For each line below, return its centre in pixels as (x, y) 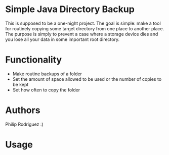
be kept (20, 84)
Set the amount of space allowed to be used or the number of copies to (87, 79)
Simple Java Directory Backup (70, 9)
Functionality (34, 60)
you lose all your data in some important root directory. (62, 39)
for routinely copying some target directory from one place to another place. (85, 28)
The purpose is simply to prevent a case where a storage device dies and (82, 34)
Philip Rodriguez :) (25, 124)
